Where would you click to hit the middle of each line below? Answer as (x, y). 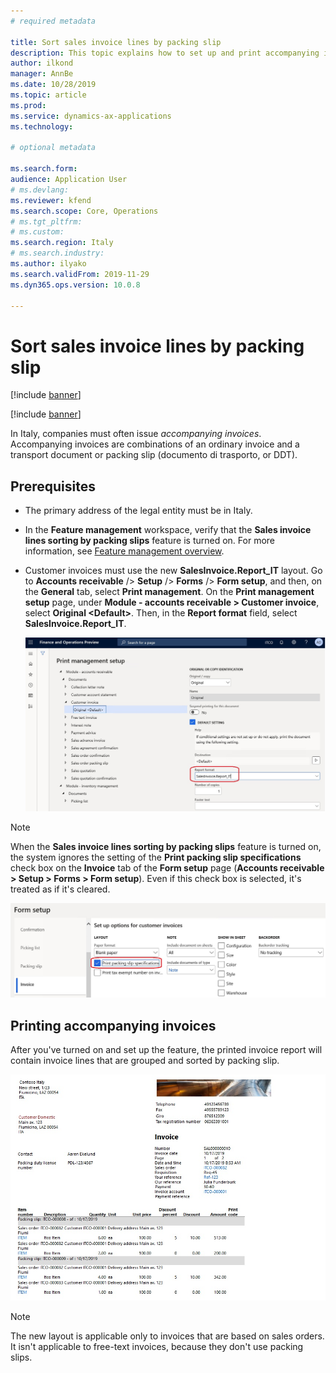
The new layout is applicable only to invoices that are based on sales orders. (167, 1336)
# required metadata (53, 21)
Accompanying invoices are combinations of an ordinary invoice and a (155, 444)
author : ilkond (42, 63)
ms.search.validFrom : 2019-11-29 (80, 274)
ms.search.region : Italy (62, 243)
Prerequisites (53, 486)
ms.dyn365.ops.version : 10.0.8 (75, 285)
